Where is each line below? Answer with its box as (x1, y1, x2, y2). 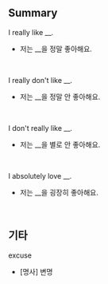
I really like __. (8, 27, 54, 37)
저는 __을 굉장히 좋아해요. (19, 187, 99, 197)
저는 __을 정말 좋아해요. (19, 44, 93, 53)
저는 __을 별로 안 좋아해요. (19, 140, 101, 149)
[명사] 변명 (19, 266, 53, 276)
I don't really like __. (8, 123, 73, 132)
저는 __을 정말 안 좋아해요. (19, 92, 101, 101)
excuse (8, 250, 33, 260)
